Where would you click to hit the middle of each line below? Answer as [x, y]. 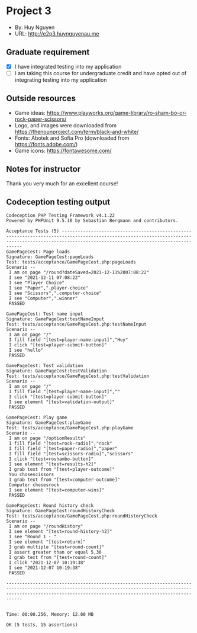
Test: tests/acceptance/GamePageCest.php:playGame [70, 428]
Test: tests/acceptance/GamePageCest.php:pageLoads [71, 262]
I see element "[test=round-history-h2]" [60, 532]
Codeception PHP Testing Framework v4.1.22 [61, 216]
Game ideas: [30, 113]
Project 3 [29, 11]
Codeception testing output [58, 202]
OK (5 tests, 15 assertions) [42, 625]
